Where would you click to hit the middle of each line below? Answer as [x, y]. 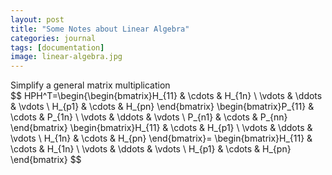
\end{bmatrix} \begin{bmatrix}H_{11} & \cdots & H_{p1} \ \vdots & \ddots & [161, 128]
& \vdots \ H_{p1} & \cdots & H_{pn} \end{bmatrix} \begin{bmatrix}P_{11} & [162, 107]
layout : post [37, 19]
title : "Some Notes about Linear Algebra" [100, 29]
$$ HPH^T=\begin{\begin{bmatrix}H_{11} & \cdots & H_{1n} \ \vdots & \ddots [166, 96]
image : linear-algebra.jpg [66, 57]
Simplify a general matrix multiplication [90, 85]
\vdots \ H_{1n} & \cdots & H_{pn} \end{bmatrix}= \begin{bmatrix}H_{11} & [161, 138]
